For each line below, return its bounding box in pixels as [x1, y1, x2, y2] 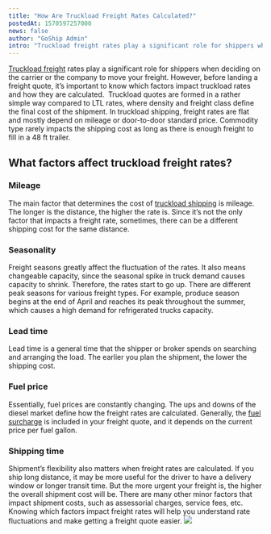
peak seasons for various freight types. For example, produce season [8, 288, 240, 298]
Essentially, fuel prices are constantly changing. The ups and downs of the [8, 399, 256, 409]
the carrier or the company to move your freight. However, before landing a [8, 73, 258, 82]
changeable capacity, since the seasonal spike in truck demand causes [8, 271, 246, 281]
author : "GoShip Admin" [8, 34, 89, 43]
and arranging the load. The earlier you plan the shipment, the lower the [8, 353, 248, 362]
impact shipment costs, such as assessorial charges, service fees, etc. [8, 498, 244, 507]
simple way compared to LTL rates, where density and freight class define [8, 98, 255, 108]
